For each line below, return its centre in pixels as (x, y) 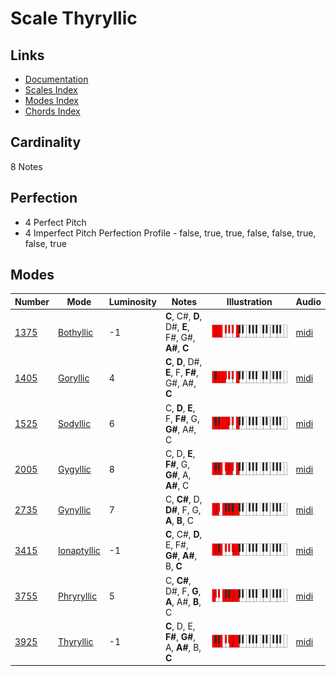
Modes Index (51, 100)
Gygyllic (75, 469)
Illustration (249, 301)
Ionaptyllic (79, 550)
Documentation (56, 79)
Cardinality (46, 142)
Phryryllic (78, 596)
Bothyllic (76, 332)
